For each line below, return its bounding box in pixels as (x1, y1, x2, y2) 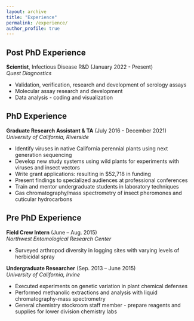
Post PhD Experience (6, 47, 87, 57)
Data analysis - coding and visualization (14, 94, 113, 101)
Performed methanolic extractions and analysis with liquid (14, 289, 158, 296)
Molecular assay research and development (14, 88, 123, 95)
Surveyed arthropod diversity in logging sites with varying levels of (14, 246, 180, 254)
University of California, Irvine (6, 271, 81, 278)
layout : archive (6, 8, 47, 15)
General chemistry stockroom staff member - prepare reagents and (14, 301, 181, 308)
